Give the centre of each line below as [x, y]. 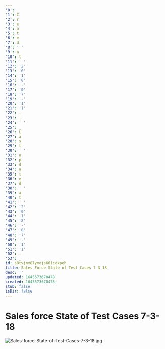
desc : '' [14, 272]
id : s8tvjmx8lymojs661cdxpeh [36, 263]
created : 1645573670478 [30, 282]
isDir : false [19, 291]
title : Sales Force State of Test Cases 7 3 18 [56, 268]
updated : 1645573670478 [30, 277]
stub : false [18, 286]
